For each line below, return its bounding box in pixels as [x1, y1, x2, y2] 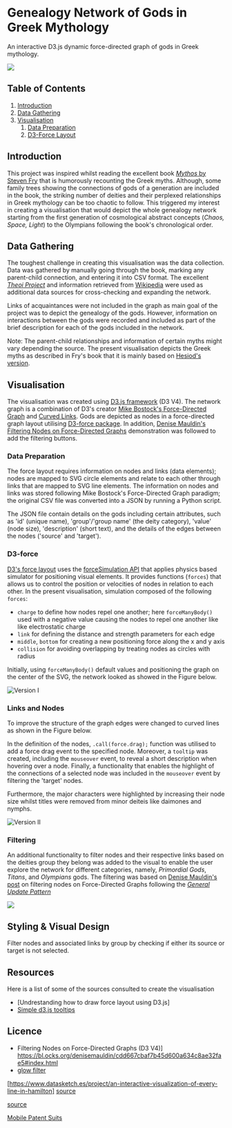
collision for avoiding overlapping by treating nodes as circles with [17, 645, 211, 653]
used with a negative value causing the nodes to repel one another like [17, 615, 219, 623]
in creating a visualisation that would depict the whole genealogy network [7, 205, 217, 214]
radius [17, 651, 36, 660]
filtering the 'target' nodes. [7, 777, 84, 785]
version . [7, 359, 30, 367]
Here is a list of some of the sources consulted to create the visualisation [7, 985, 215, 993]
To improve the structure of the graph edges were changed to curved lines [7, 719, 220, 728]
